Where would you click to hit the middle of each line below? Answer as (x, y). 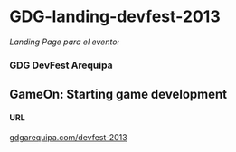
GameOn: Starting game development (118, 95)
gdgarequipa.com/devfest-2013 (69, 138)
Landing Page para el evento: (65, 42)
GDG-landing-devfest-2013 (115, 17)
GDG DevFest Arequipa (61, 65)
